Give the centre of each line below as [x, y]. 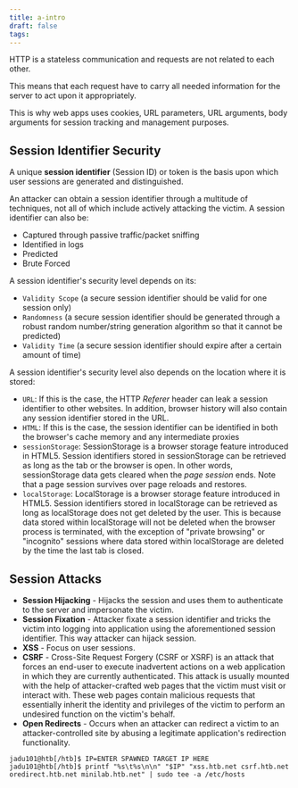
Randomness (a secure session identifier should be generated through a [151, 317]
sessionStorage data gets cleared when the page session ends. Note [149, 475]
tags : [19, 34]
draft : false [33, 26]
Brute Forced [46, 263]
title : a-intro [37, 17]
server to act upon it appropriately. [73, 95]
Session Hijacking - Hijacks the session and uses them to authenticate [153, 600]
